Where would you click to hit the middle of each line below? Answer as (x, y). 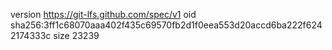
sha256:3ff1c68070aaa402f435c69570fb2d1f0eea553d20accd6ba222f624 (166, 25)
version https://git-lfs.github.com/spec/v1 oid (103, 14)
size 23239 (76, 35)
